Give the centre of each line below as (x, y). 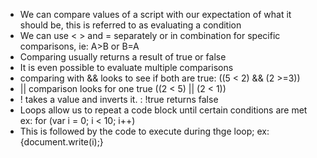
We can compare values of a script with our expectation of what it (155, 14)
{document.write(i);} (61, 142)
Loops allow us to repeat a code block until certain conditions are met (163, 110)
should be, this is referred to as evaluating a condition (130, 25)
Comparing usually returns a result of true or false (123, 57)
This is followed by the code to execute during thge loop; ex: (144, 131)
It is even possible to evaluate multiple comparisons (126, 67)
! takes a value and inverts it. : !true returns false (119, 99)
